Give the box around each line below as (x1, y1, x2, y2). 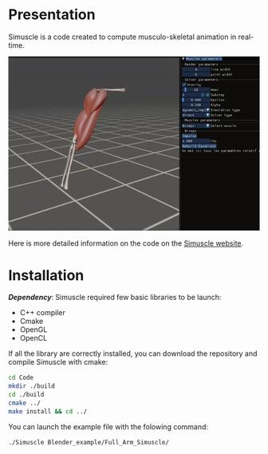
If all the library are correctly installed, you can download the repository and (8, 349, 258, 358)
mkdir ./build (8, 382, 56, 390)
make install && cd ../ (8, 407, 88, 416)
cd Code (8, 373, 34, 382)
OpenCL (19, 334, 48, 343)
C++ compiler (19, 308, 65, 318)
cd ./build (8, 391, 45, 399)
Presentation (8, 6, 96, 24)
